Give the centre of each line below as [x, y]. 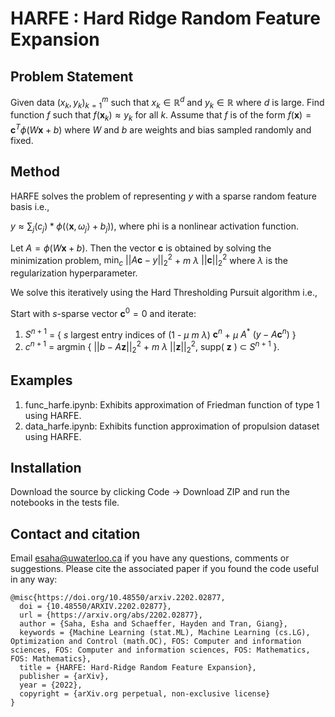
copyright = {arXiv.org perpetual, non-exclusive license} [145, 694]
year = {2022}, [51, 685]
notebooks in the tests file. [65, 503]
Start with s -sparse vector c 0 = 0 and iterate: [103, 312]
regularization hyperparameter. [74, 273]
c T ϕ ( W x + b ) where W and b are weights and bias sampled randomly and [161, 129]
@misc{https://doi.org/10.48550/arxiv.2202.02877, [118, 598]
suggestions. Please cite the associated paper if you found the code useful [164, 569]
